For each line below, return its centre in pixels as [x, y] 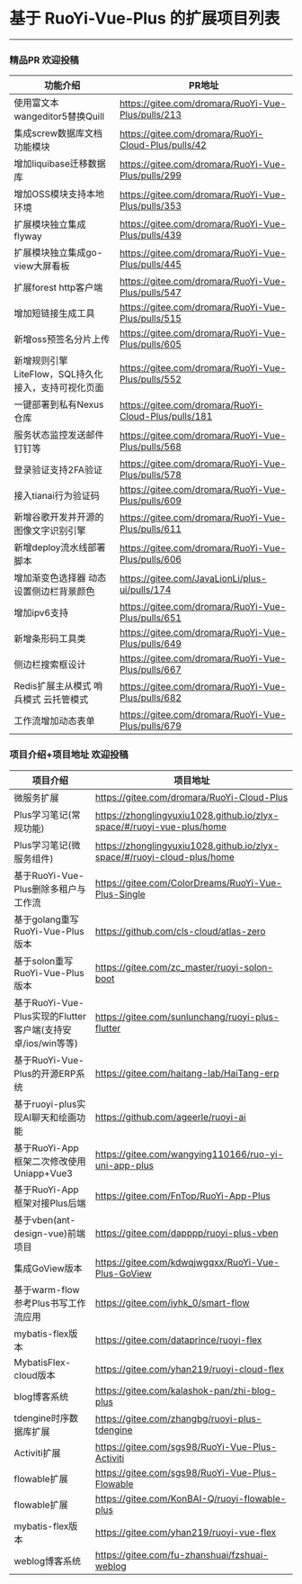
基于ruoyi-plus [45, 1104]
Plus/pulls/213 [151, 115]
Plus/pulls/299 [151, 176]
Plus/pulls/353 [151, 206]
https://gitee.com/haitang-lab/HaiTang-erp [187, 1073]
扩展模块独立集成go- [58, 253]
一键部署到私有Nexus [59, 404]
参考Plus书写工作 [50, 1303]
